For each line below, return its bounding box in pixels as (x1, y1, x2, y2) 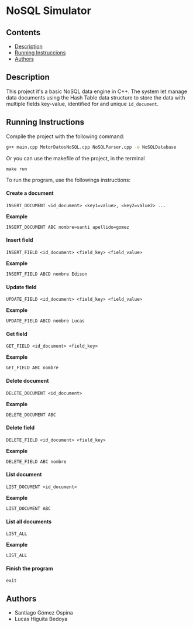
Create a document (6, 190, 54, 197)
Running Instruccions (14, 49, 66, 56)
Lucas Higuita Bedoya (14, 616, 68, 623)
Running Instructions (6, 117, 85, 127)
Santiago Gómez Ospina (14, 609, 73, 616)
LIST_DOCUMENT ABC (6, 505, 51, 512)
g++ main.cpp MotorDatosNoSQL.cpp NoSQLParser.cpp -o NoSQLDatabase (6, 144, 177, 150)
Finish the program (6, 565, 53, 572)
